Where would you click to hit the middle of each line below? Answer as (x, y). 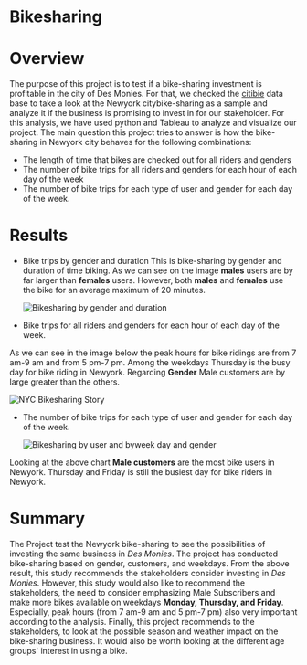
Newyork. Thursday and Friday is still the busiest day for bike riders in (141, 472)
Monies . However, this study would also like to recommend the (127, 583)
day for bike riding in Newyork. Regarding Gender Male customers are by (148, 373)
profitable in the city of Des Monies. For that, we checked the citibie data (146, 94)
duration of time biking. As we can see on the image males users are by (158, 270)
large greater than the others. (65, 382)
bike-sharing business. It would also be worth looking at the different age (147, 641)
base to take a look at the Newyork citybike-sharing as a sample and (138, 103)
